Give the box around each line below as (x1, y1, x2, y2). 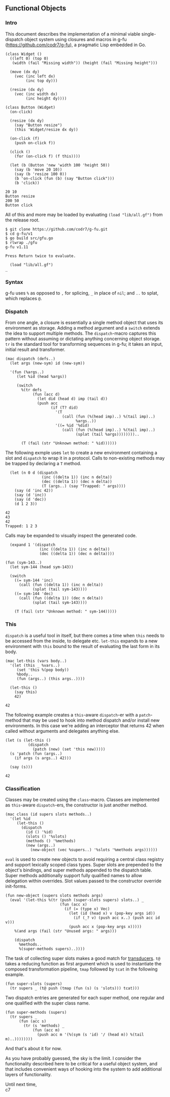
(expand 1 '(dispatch (10, 542, 56, 547)
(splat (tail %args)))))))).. (75, 432, 140, 437)
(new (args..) (25, 843, 56, 848)
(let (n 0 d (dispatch (10, 470, 58, 475)
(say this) (14, 689, 38, 695)
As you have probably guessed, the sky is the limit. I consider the (5, 1055, 142, 1061)
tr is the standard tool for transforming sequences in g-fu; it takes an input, (5, 341, 163, 347)
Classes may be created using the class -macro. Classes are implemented (5, 796, 160, 802)
